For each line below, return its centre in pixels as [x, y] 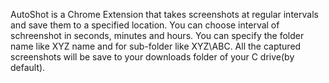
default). [28, 67]
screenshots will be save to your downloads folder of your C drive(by [152, 57]
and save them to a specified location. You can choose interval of [145, 25]
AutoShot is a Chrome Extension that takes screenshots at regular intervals [164, 14]
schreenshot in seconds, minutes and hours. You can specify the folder [157, 35]
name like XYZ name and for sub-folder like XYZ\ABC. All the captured [156, 46]
